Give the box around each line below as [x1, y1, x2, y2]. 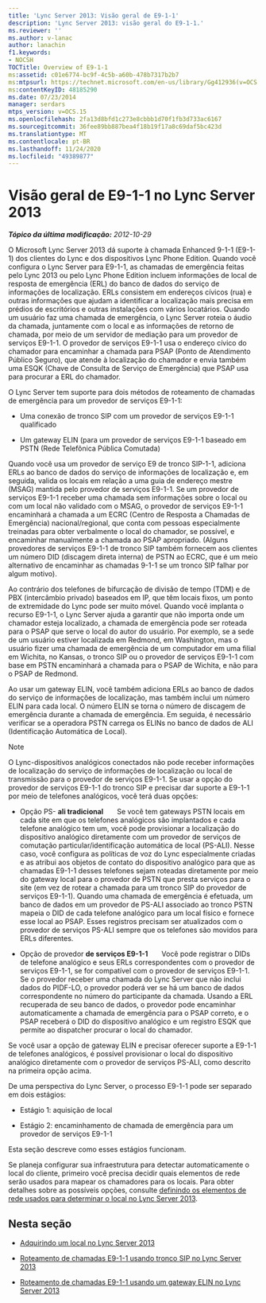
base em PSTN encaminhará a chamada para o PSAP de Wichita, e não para [8, 661, 258, 670]
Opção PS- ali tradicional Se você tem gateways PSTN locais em [19, 807, 245, 817]
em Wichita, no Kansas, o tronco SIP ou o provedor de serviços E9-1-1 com [8, 652, 254, 661]
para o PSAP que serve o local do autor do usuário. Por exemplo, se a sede [8, 626, 254, 637]
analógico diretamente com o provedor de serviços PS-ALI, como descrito [8, 1058, 252, 1067]
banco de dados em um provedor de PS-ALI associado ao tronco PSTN [19, 900, 253, 910]
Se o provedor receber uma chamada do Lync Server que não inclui [19, 974, 241, 984]
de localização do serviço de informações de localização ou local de [8, 766, 233, 776]
